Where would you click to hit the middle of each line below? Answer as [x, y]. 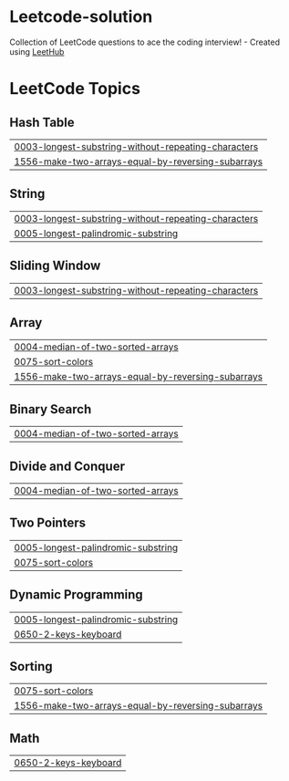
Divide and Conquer [67, 466]
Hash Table [42, 122]
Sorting [31, 666]
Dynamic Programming [76, 595]
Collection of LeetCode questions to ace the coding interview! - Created [145, 42]
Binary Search [51, 409]
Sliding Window [55, 266]
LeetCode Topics [75, 89]
